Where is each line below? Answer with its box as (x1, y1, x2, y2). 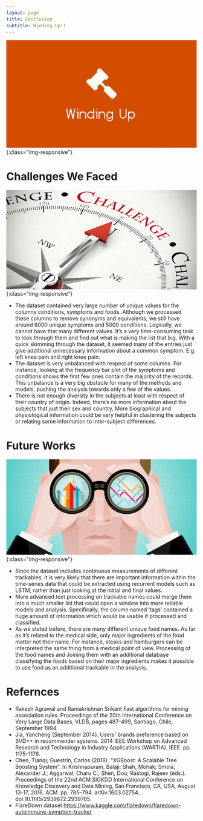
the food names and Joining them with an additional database (14, 651, 169, 658)
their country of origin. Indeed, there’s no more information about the (14, 398, 187, 405)
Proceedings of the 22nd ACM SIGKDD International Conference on (14, 776, 183, 783)
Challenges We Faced (6, 170, 118, 184)
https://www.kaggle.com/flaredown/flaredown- (63, 802, 181, 809)
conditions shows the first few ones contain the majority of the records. (14, 373, 193, 380)
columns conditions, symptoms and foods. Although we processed (14, 308, 182, 315)
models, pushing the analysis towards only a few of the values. (14, 385, 172, 393)
